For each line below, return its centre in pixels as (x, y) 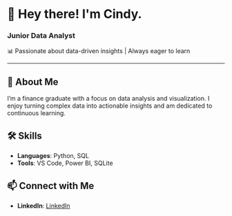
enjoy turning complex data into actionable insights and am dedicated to (110, 106)
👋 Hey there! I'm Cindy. (75, 14)
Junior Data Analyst (41, 36)
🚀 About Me (33, 82)
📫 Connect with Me (51, 186)
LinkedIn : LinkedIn (43, 206)
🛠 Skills (25, 136)
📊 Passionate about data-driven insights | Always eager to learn (99, 51)
